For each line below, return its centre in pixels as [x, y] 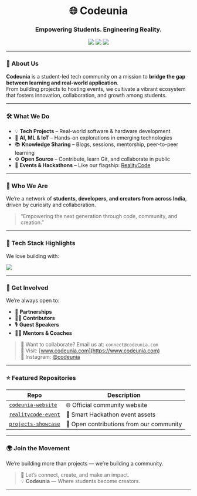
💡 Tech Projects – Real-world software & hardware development [93, 131]
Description [124, 395]
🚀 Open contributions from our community [124, 424]
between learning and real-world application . [62, 83]
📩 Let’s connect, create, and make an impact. [75, 475]
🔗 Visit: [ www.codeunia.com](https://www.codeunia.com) [90, 351]
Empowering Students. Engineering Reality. [98, 29]
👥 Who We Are [27, 186]
